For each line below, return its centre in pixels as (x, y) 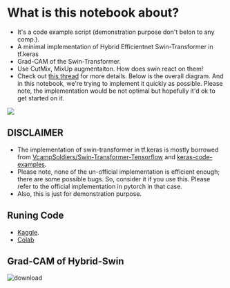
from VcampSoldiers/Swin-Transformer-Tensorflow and (96, 156)
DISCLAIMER (35, 133)
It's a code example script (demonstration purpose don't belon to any (116, 32)
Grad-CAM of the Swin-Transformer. (69, 61)
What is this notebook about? (93, 13)
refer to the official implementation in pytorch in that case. (100, 186)
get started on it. (41, 98)
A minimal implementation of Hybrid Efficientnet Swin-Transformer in (115, 46)
